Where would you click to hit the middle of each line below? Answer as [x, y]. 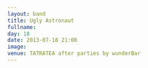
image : [17, 47]
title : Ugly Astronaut [41, 21]
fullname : [22, 27]
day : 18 [19, 34]
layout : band [27, 14]
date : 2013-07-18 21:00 [42, 40]
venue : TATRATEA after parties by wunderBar [74, 54]
